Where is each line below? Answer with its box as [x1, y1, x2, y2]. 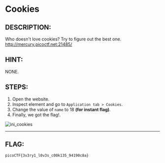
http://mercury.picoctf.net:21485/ [5, 41, 72, 47]
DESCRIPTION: [5, 23, 52, 32]
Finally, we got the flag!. [12, 112, 61, 118]
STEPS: [5, 83, 28, 92]
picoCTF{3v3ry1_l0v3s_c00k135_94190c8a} [5, 153, 89, 158]
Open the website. [12, 96, 50, 102]
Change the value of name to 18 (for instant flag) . [12, 106, 111, 112]
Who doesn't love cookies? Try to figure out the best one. [5, 36, 122, 42]
